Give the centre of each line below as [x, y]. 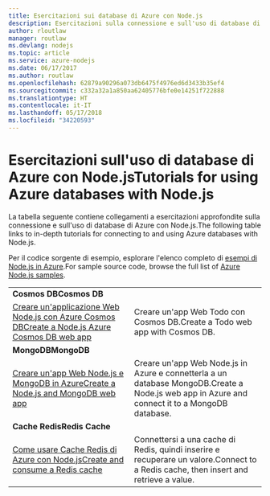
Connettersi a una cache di [184, 439]
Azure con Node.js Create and [68, 459]
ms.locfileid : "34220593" [51, 121]
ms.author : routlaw [41, 76]
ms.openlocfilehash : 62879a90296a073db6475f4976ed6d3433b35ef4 [117, 83]
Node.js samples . [37, 275]
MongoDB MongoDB [51, 350]
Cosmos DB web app [52, 337]
